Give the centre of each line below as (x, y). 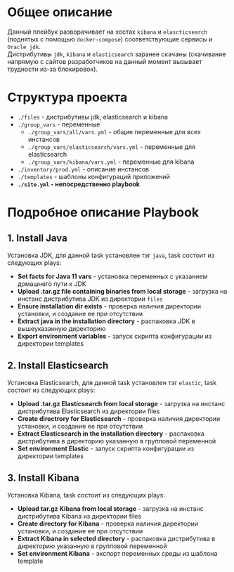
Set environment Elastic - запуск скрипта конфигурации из (106, 448)
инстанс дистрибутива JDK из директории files (90, 299)
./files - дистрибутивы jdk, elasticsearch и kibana (93, 117)
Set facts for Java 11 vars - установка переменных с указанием (112, 276)
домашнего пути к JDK (52, 284)
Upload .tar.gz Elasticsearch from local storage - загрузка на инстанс (121, 403)
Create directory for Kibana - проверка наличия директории (108, 524)
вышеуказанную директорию (61, 328)
